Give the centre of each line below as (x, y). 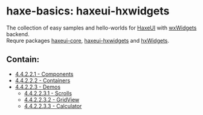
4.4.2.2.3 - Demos (38, 87)
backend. (18, 34)
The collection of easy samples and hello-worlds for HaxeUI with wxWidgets (101, 28)
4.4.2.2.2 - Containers (43, 80)
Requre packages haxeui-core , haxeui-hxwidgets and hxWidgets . (88, 40)
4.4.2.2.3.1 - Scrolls (48, 93)
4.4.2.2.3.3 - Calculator (53, 106)
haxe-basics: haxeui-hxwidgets (88, 11)
